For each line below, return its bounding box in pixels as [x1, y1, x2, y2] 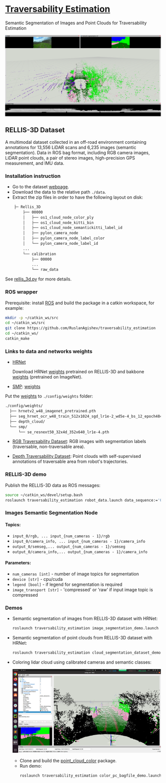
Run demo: [19, 763, 42, 769]
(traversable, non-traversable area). [12, 444, 85, 449]
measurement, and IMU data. [5, 160, 64, 166]
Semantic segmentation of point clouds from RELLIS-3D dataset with [12, 635, 153, 641]
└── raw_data [31, 267, 58, 272]
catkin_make [5, 336, 30, 341]
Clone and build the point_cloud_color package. [19, 758, 117, 764]
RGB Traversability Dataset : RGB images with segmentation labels [12, 439, 147, 445]
